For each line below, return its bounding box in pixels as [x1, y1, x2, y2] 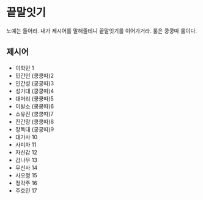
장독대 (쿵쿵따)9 [15, 125, 54, 133]
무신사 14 [15, 164, 38, 171]
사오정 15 [15, 171, 38, 179]
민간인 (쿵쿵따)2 [15, 72, 54, 79]
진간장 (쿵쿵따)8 [15, 118, 54, 125]
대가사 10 [15, 133, 38, 140]
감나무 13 [15, 156, 38, 163]
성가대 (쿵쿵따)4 [15, 87, 54, 94]
